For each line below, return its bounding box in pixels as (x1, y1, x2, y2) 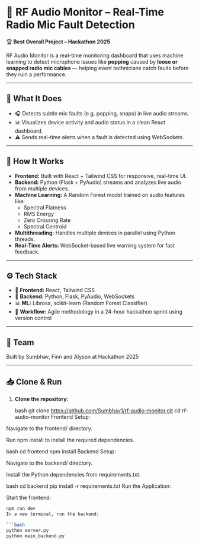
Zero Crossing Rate (23, 217, 71, 224)
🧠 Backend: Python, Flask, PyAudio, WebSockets (14, 293, 135, 300)
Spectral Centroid (23, 223, 67, 230)
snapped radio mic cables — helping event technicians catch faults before (6, 64, 189, 71)
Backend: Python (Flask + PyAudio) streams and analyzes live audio (14, 178, 182, 186)
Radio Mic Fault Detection (6, 18, 135, 32)
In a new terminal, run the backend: (6, 511, 99, 517)
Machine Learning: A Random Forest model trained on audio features (14, 191, 185, 198)
